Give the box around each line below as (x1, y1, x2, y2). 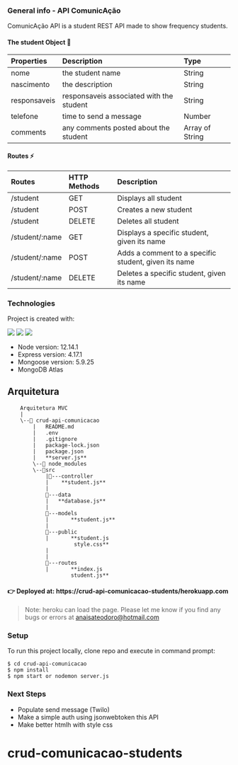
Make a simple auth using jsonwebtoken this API (17, 713, 159, 721)
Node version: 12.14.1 (17, 343, 79, 351)
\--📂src (33, 466, 55, 473)
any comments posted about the (62, 122, 170, 132)
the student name (62, 68, 121, 78)
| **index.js (45, 565, 103, 573)
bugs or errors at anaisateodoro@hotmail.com (24, 613, 159, 621)
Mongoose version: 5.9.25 (17, 358, 94, 366)
